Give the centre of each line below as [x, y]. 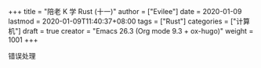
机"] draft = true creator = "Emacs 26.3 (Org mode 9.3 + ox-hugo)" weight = [131, 31]
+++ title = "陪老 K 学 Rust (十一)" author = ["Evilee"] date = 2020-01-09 [125, 11]
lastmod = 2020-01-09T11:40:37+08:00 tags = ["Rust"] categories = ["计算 [129, 21]
